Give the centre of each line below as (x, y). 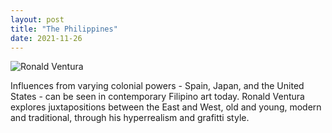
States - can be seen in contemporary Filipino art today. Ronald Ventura (157, 97)
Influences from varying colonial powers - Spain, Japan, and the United (157, 86)
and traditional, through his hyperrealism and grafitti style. (130, 118)
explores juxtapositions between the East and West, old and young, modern (166, 107)
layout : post (37, 19)
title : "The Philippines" (64, 29)
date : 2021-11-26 (46, 38)
